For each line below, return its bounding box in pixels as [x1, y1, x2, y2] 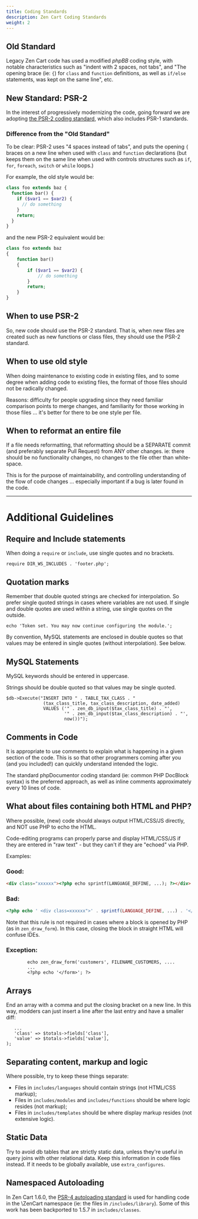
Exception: [6, 946, 38, 954]
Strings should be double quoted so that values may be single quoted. [6, 684, 176, 691]
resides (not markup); [14, 1103, 68, 1110]
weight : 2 [6, 19, 31, 25]
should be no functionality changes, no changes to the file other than [6, 454, 174, 461]
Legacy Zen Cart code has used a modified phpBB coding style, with [6, 57, 173, 64]
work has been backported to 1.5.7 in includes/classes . [6, 1206, 141, 1213]
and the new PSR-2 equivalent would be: [6, 234, 105, 241]
